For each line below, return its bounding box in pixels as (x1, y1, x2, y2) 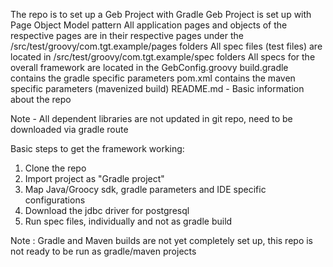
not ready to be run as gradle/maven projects (10, 245, 197, 257)
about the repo (10, 94, 72, 105)
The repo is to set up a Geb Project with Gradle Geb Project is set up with (10, 9, 312, 20)
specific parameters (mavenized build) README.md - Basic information (10, 83, 305, 94)
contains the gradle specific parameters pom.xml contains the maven (10, 72, 296, 84)
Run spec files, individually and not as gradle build (24, 215, 233, 227)
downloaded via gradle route (10, 124, 129, 135)
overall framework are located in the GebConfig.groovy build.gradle (10, 62, 289, 73)
